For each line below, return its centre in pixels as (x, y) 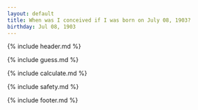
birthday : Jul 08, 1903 (42, 26)
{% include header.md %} (44, 47)
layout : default (31, 14)
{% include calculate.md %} (47, 73)
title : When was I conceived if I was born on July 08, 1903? (99, 20)
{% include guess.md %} (43, 60)
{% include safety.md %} (43, 87)
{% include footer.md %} (43, 100)
